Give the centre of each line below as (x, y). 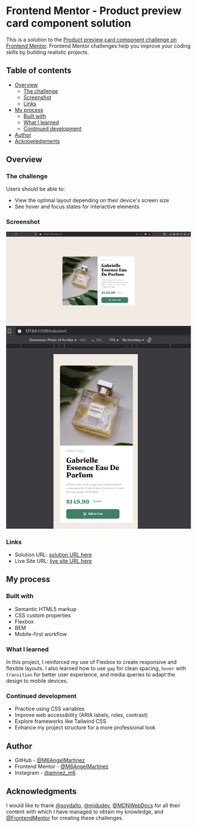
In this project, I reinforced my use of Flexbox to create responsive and (91, 662)
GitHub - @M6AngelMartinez (50, 761)
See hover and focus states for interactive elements (77, 206)
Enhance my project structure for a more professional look (85, 728)
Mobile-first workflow (41, 634)
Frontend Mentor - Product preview (94, 11)
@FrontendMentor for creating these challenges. (65, 818)
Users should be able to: (36, 189)
